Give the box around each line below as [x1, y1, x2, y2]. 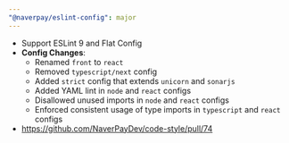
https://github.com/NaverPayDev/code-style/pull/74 [21, 122, 213, 134]
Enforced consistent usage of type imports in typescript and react [34, 104, 281, 114]
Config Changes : [21, 46, 87, 58]
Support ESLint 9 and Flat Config [21, 38, 143, 48]
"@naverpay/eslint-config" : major [8, 13, 137, 22]
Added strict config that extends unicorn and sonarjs [34, 75, 235, 86]
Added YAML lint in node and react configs [34, 85, 192, 96]
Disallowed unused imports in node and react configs [34, 95, 229, 105]
